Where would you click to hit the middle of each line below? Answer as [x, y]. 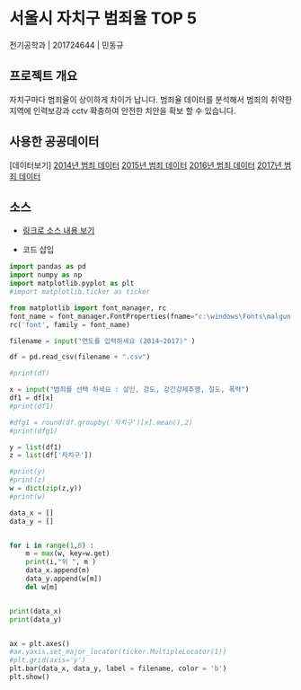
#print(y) [28, 472]
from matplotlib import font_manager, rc [88, 308]
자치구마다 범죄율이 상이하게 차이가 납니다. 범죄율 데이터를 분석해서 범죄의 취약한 [151, 99]
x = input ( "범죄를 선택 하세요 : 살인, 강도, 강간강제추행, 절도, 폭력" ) [129, 390]
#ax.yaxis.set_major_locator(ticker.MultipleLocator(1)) [118, 652]
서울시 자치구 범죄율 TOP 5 [103, 18]
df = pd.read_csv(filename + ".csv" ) [80, 357]
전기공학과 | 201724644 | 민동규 [66, 45]
